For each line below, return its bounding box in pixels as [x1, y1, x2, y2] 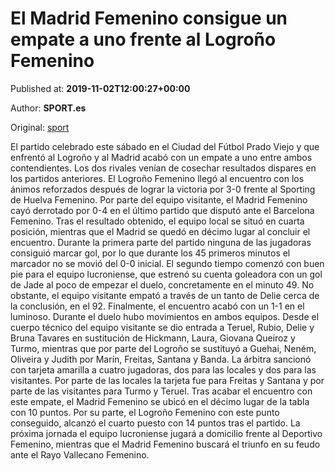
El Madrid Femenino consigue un [10, 7, 288, 30]
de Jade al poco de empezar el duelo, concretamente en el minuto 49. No [10, 278, 315, 291]
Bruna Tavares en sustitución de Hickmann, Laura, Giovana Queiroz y [10, 332, 296, 344]
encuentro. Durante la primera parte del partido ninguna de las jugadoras [10, 236, 312, 248]
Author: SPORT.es [10, 102, 87, 114]
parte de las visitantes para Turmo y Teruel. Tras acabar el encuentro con [10, 385, 313, 397]
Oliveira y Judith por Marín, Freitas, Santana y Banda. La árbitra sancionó [10, 353, 312, 365]
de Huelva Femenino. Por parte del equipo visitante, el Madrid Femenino [10, 193, 308, 206]
